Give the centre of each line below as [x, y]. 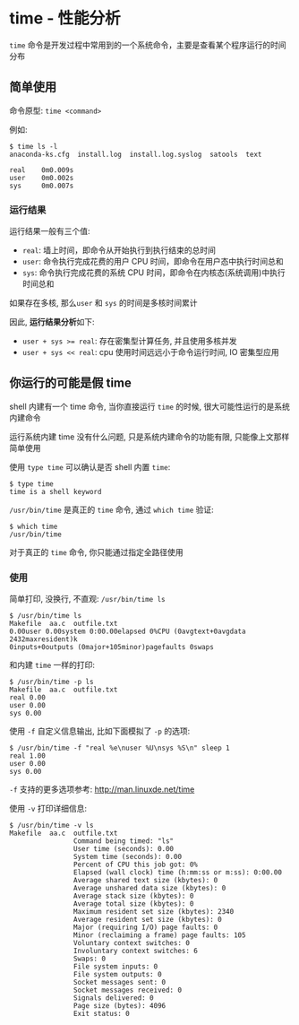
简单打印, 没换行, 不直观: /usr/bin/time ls [87, 599]
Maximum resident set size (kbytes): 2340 [154, 912]
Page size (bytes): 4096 [120, 1006]
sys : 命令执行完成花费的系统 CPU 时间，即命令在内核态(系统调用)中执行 [154, 273]
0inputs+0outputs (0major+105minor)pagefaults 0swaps [112, 647]
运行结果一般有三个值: [50, 231]
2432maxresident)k [43, 639]
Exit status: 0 [101, 1014]
